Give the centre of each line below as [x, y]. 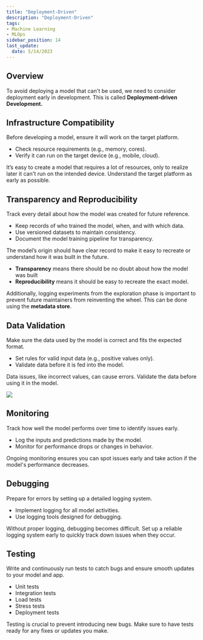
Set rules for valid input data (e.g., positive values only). [85, 358]
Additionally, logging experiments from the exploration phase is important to [101, 294]
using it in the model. [32, 383]
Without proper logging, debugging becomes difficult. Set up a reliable [94, 528]
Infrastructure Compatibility [61, 122]
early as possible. [28, 181]
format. [15, 346]
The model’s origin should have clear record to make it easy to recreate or [98, 250]
